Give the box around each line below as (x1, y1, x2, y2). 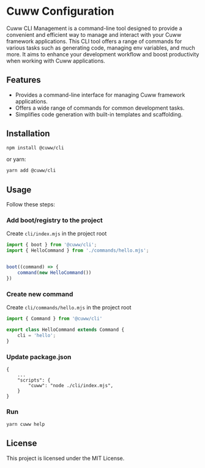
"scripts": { (17, 377, 51, 383)
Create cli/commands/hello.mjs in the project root (6, 304, 132, 311)
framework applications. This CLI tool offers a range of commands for (6, 37, 182, 45)
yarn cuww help (6, 421, 45, 428)
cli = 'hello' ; (17, 332, 56, 338)
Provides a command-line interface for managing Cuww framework (15, 91, 185, 99)
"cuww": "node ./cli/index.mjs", (28, 382, 114, 388)
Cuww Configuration (6, 4, 114, 18)
